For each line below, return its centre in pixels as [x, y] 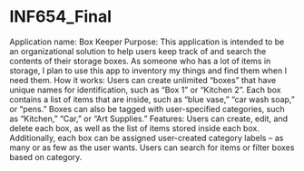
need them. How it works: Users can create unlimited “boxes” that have [143, 80]
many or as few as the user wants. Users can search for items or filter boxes [152, 147]
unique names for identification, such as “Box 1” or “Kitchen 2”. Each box [145, 90]
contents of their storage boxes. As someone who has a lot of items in [140, 61]
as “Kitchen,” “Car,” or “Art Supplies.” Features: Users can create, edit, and [149, 119]
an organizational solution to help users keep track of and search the [138, 51]
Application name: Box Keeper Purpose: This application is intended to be [147, 42]
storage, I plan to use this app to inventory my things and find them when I [148, 71]
